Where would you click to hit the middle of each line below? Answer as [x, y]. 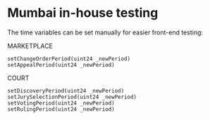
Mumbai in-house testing [83, 13]
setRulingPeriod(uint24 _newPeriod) [61, 109]
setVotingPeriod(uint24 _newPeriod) [61, 103]
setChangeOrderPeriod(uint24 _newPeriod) [69, 59]
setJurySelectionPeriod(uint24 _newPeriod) [72, 97]
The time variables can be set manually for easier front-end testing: [105, 32]
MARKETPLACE [30, 46]
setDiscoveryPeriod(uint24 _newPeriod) [66, 91]
